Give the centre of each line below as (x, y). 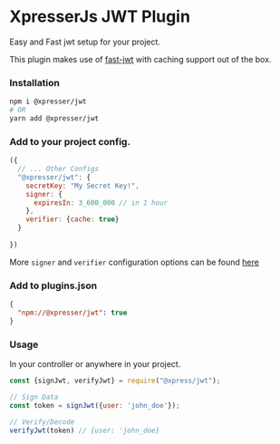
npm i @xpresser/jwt (48, 101)
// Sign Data (34, 397)
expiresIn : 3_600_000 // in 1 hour (101, 203)
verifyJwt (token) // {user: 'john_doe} (85, 430)
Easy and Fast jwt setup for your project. (85, 42)
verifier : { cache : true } (72, 219)
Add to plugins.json (53, 285)
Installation (35, 82)
